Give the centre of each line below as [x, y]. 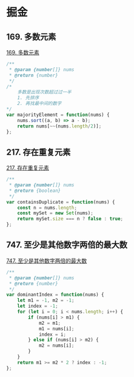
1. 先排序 [28, 98]
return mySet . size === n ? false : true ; [70, 219]
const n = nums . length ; [47, 208]
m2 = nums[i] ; [56, 346]
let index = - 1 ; [38, 306]
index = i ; [52, 335]
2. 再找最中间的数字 [39, 104]
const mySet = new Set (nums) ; [55, 213]
